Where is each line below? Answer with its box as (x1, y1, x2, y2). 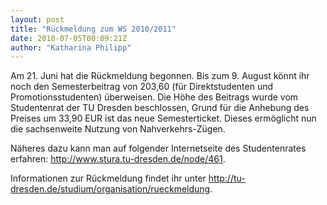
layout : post (10, 14, 65, 25)
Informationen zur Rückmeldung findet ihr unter (10, 172, 207, 185)
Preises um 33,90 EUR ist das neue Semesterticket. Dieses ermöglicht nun (10, 112, 317, 125)
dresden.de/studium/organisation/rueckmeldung (10, 183, 211, 195)
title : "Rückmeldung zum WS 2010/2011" (10, 24, 177, 34)
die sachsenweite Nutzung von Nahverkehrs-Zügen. (10, 123, 226, 135)
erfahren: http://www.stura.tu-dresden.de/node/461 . (10, 153, 226, 165)
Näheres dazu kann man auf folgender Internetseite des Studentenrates (10, 142, 307, 155)
